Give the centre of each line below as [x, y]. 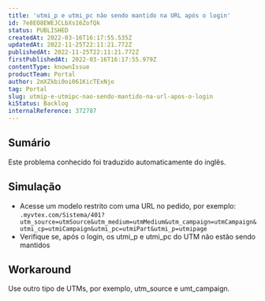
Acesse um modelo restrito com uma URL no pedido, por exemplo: [128, 205]
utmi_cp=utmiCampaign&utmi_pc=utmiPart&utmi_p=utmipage [113, 229]
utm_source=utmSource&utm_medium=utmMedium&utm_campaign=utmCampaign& [138, 222]
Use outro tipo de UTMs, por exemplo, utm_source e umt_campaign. [119, 288]
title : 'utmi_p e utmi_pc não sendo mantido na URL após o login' [119, 15]
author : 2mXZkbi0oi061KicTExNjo [61, 81]
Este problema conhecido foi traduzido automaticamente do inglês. [117, 162]
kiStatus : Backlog [38, 103]
